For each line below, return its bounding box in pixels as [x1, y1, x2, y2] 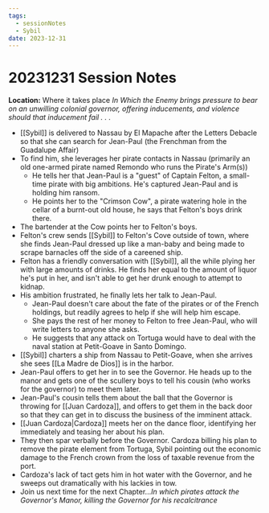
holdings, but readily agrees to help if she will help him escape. [31, 307, 241, 318]
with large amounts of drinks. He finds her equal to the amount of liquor [19, 265, 257, 274]
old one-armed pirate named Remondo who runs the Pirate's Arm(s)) [19, 162, 248, 172]
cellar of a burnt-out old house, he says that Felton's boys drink [31, 205, 243, 215]
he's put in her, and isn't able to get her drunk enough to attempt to [19, 273, 243, 283]
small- [228, 170, 251, 181]
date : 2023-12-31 [8, 34, 67, 43]
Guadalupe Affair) [19, 146, 79, 155]
